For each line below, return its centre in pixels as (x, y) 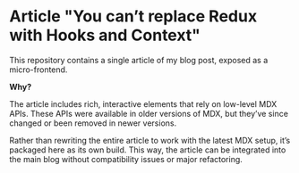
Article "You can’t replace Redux (133, 16)
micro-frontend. (38, 70)
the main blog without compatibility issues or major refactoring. (126, 159)
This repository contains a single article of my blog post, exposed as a (139, 60)
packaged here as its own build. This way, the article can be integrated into (148, 150)
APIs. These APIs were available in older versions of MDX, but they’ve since (149, 113)
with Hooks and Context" (105, 35)
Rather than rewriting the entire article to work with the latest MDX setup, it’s (150, 140)
